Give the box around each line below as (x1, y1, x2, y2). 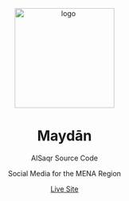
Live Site (50, 183, 79, 194)
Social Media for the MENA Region (7, 168, 122, 178)
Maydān (37, 127, 92, 145)
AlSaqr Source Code (31, 153, 98, 163)
